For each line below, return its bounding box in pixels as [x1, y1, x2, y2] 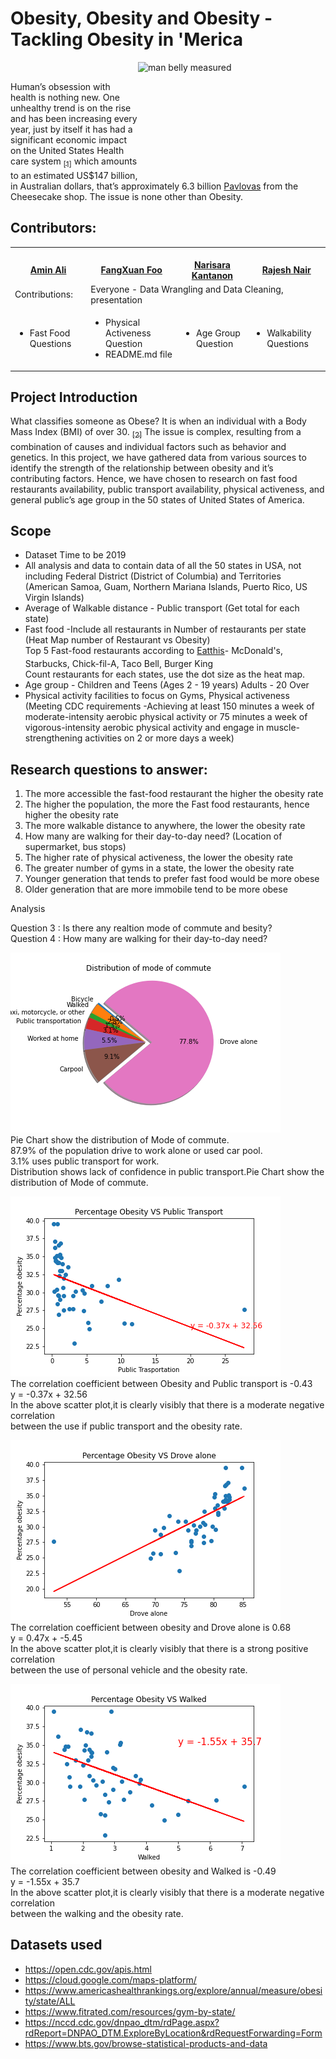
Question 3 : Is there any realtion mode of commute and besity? [10, 922, 273, 934]
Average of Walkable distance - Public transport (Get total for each [24, 602, 300, 614]
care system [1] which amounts [10, 155, 138, 169]
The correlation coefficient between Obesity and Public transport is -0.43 [10, 1377, 313, 1389]
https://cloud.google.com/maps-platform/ [24, 1973, 197, 1986]
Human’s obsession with [10, 80, 111, 92]
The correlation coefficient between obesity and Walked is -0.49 [10, 1865, 277, 1877]
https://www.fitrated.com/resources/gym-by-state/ [24, 2005, 236, 2017]
